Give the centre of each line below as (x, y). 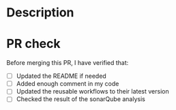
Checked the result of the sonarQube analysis (81, 99)
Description (40, 13)
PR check (33, 44)
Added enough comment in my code (68, 84)
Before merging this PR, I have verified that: (68, 63)
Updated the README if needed (61, 76)
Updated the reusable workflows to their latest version (92, 92)
